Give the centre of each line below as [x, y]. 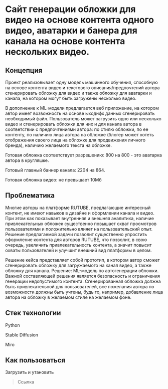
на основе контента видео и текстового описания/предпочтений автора [82, 88]
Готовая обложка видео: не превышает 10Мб [53, 180]
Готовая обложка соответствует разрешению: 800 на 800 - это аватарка [83, 155]
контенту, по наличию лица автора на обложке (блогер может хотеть [80, 135]
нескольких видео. [47, 52]
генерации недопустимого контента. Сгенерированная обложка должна [83, 281]
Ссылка [26, 382]
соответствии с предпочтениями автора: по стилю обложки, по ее [77, 129]
